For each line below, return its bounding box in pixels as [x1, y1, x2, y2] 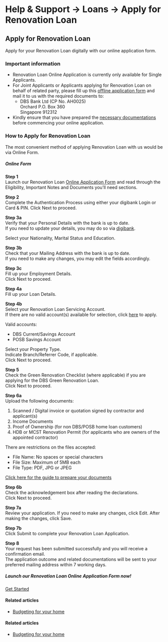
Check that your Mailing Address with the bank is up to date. [5, 250, 131, 256]
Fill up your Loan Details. [5, 291, 57, 297]
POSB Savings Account [12, 336, 61, 342]
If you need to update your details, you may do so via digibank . [5, 225, 136, 231]
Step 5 [5, 366, 19, 372]
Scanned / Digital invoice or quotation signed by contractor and [12, 407, 144, 414]
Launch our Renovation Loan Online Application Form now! [5, 573, 132, 579]
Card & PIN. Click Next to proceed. [5, 205, 77, 211]
